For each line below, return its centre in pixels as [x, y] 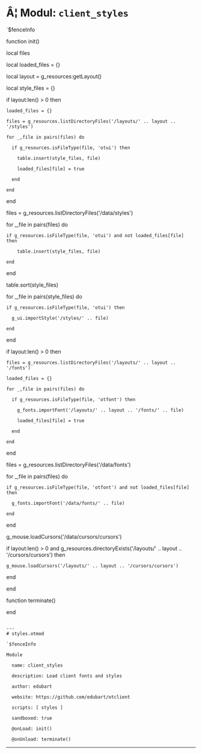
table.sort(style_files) [32, 285]
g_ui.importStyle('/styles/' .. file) [60, 318]
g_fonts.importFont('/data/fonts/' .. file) [68, 503]
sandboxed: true [32, 718]
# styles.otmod [25, 633]
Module [14, 654]
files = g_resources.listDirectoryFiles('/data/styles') [70, 213]
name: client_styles [37, 665]
